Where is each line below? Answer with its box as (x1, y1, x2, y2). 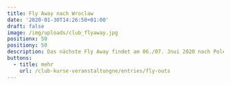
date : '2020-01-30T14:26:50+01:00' (7, 16, 109, 23)
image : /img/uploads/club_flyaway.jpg (7, 29, 118, 36)
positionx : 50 (7, 36, 48, 42)
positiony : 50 (7, 42, 48, 49)
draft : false (7, 23, 45, 29)
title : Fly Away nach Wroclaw (7, 10, 94, 17)
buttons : (7, 55, 32, 62)
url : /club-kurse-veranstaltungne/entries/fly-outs (19, 67, 170, 74)
